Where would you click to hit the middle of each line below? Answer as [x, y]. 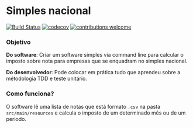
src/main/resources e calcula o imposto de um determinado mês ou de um [96, 113]
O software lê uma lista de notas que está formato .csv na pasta [83, 106]
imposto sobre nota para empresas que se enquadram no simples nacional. [97, 61]
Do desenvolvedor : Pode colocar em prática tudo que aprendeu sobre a [93, 72]
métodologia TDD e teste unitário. [47, 79]
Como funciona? [30, 94]
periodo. [16, 119]
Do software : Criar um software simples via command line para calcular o [95, 55]
